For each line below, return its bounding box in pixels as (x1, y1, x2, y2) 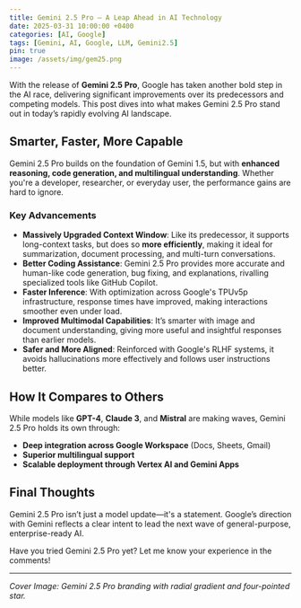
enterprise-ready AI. (9, 527, 84, 539)
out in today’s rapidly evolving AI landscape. (9, 109, 172, 119)
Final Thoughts (9, 485, 96, 500)
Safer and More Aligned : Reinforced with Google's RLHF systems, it (21, 344, 275, 355)
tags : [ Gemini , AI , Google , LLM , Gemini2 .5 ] (9, 38, 178, 48)
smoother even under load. (21, 306, 123, 317)
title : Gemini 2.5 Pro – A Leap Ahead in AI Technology (9, 13, 222, 22)
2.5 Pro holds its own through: (9, 422, 121, 433)
